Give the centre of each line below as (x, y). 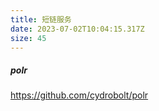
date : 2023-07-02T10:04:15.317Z (77, 29)
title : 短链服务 (41, 19)
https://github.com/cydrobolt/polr (79, 95)
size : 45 (28, 38)
